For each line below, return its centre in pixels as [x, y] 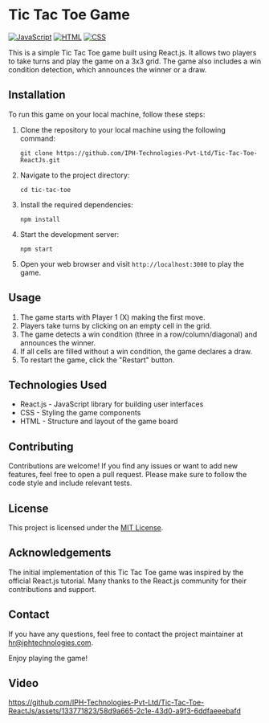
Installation [37, 95]
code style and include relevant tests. [70, 483]
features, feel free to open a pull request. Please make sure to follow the [128, 475]
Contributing [41, 446]
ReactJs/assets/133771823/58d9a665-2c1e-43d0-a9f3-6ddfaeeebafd [124, 711]
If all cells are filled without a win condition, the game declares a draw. [136, 351]
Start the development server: [69, 234]
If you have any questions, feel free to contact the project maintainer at [126, 634]
